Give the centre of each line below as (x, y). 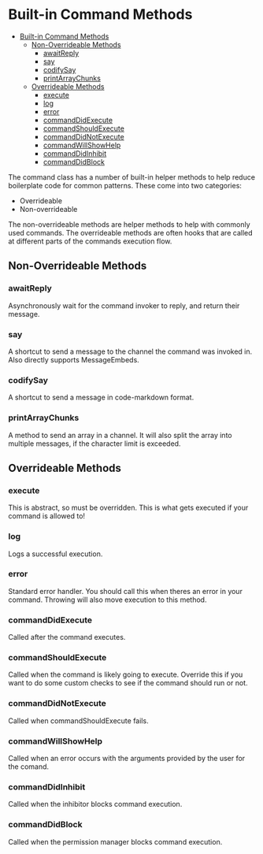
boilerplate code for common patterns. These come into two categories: (125, 185)
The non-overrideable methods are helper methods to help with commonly (129, 224)
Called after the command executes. (67, 637)
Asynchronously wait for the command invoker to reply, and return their (124, 306)
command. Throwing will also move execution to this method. (107, 600)
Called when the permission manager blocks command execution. (115, 841)
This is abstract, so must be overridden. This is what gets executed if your (128, 508)
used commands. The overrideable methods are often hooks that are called (131, 232)
